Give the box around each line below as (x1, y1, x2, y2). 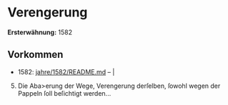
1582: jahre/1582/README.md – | (17, 67, 115, 76)
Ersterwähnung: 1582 (7, 28, 73, 36)
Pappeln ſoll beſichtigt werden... (17, 89, 111, 97)
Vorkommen (7, 49, 64, 61)
